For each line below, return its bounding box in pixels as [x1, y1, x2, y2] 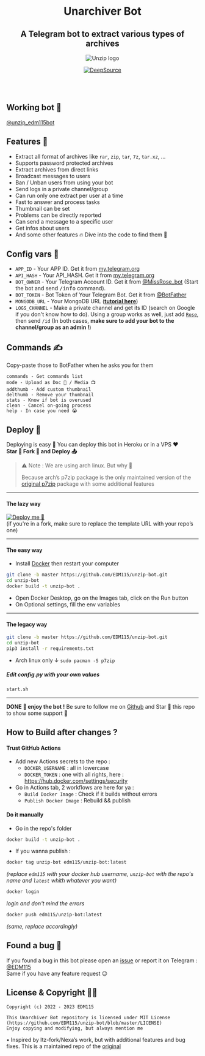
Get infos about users [15, 224, 70, 232]
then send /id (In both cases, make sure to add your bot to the [15, 317, 174, 325]
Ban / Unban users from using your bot [15, 179, 113, 186]
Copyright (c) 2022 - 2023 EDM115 [6, 1003, 95, 1010]
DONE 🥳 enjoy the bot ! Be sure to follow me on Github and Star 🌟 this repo [6, 703, 195, 710]
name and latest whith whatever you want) [6, 877, 117, 884]
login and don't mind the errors [6, 900, 85, 907]
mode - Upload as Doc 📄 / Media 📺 [6, 380, 96, 386]
